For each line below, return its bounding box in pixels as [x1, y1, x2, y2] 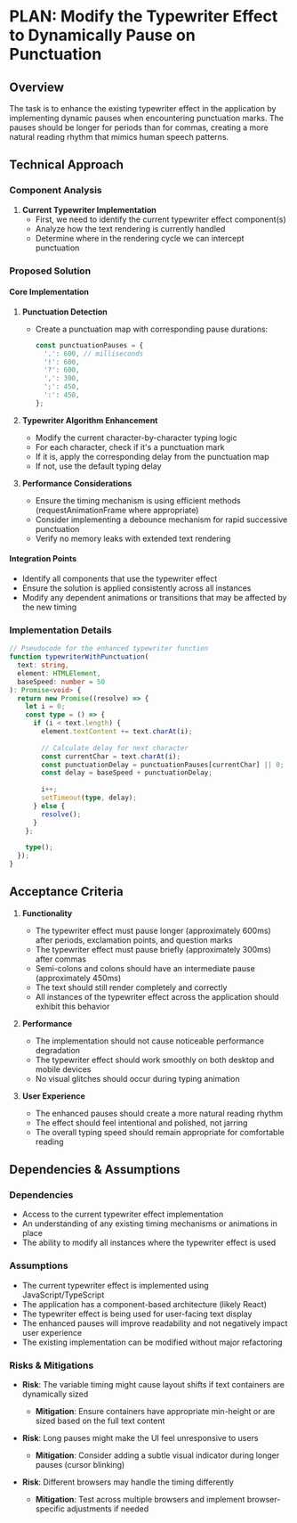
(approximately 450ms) [35, 972, 122, 983]
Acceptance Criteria [9, 884, 124, 899]
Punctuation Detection [21, 306, 108, 317]
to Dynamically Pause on [9, 25, 196, 45]
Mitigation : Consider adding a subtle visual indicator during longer [35, 1450, 280, 1461]
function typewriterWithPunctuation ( [9, 652, 149, 661]
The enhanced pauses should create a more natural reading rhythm [35, 1108, 283, 1118]
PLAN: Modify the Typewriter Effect [9, 6, 278, 27]
